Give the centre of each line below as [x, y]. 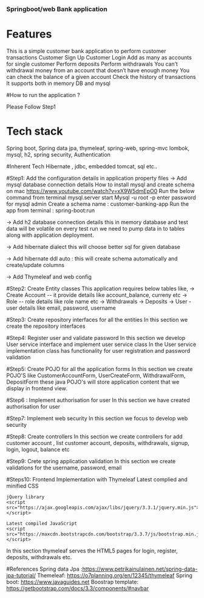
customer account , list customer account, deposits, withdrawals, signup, [98, 443]
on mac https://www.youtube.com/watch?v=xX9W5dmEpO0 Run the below [100, 191]
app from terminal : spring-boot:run [51, 210]
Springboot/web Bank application [57, 9]
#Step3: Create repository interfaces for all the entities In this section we [97, 319]
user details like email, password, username [61, 308]
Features [29, 34]
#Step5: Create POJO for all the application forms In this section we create [100, 369]
